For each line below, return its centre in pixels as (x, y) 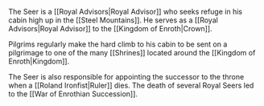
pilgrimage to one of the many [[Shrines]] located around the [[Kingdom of (132, 53)
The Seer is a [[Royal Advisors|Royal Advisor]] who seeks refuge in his (126, 12)
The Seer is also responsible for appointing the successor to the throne (126, 77)
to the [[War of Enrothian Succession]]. (73, 94)
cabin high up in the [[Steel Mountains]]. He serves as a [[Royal (113, 20)
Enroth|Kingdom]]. (39, 61)
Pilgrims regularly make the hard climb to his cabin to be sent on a (118, 44)
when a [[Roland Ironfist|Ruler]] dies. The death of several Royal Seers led (131, 85)
